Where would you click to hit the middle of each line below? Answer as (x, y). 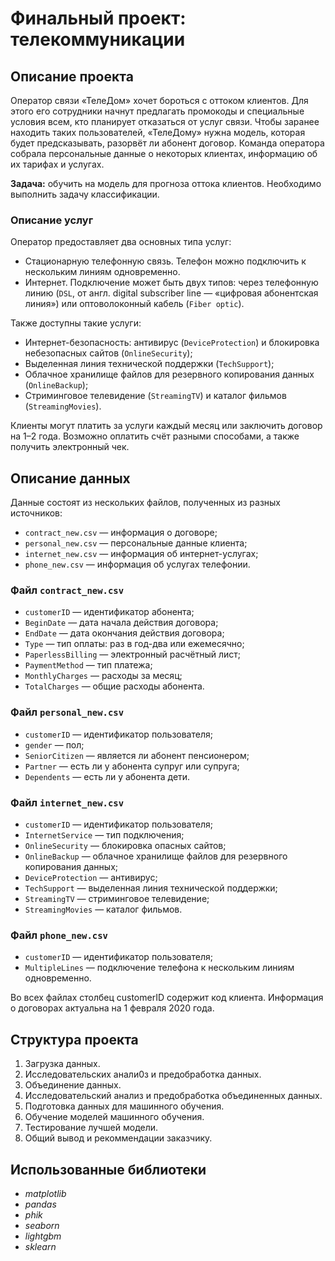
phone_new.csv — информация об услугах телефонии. (137, 564)
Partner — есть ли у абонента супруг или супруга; (132, 766)
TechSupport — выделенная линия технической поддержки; (151, 888)
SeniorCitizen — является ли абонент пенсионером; (137, 755)
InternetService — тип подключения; (104, 835)
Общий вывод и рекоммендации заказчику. (118, 1138)
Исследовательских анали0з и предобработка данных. (143, 1074)
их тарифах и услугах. (57, 164)
